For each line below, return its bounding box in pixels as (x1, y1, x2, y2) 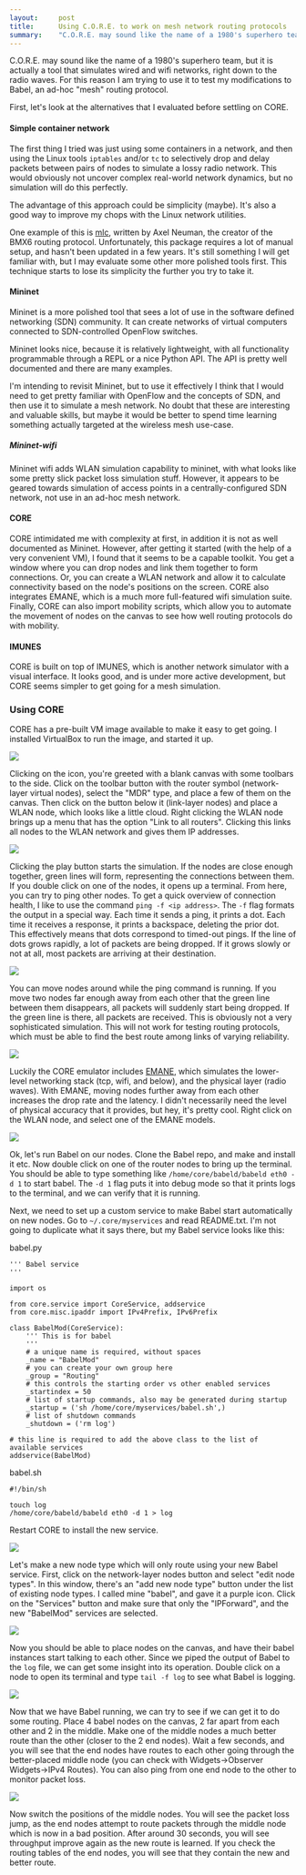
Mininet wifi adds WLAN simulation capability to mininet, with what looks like (9, 463, 297, 474)
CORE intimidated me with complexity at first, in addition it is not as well (9, 533, 279, 544)
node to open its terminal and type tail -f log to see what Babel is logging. (9, 1672, 296, 1683)
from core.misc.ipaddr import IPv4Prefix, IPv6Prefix (9, 1308, 219, 1317)
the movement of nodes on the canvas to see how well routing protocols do (9, 610, 293, 621)
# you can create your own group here (25, 1363, 173, 1373)
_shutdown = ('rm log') (25, 1420, 117, 1429)
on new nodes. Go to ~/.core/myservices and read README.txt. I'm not (9, 1215, 277, 1226)
